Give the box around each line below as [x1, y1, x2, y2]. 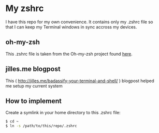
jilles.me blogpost [5, 65, 61, 73]
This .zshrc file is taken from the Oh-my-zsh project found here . [5, 51, 132, 57]
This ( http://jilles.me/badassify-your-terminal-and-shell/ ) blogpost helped [5, 78, 154, 84]
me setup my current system [5, 83, 63, 89]
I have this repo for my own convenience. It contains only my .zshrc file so [5, 19, 154, 25]
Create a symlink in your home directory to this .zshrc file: [5, 110, 121, 116]
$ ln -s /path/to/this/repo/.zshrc [5, 124, 77, 129]
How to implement [5, 97, 62, 105]
